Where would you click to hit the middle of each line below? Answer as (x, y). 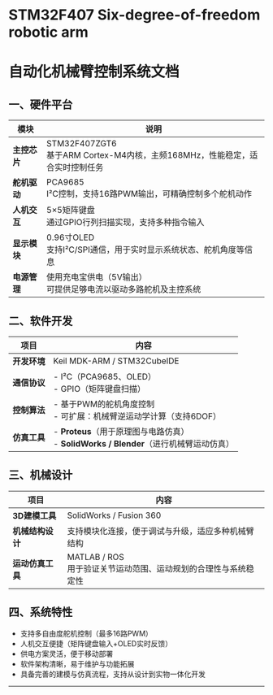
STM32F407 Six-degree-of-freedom (134, 15)
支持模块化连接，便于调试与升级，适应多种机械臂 (160, 531)
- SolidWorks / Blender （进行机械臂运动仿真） (143, 443)
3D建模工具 (35, 515)
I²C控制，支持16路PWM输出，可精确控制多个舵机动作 (149, 194)
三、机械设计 (41, 475)
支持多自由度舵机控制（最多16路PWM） (86, 633)
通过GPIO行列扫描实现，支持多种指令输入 (125, 223)
